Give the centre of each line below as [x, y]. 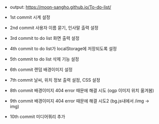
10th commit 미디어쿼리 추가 [38, 117]
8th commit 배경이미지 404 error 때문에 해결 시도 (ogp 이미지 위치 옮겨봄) [82, 90]
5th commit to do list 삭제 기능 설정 [44, 59]
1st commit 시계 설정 [30, 17]
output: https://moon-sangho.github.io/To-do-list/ [60, 7]
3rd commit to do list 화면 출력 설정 [45, 38]
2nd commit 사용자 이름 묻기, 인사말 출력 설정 [54, 28]
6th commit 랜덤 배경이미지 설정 [41, 69]
